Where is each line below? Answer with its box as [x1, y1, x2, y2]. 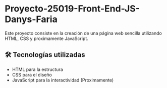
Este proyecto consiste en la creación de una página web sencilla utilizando [5, 30, 162, 36]
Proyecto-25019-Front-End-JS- [5, 3, 140, 14]
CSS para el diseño [12, 71, 52, 77]
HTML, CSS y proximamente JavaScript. [5, 35, 89, 41]
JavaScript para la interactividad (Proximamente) [12, 77, 114, 83]
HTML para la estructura [12, 66, 64, 72]
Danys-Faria [5, 13, 58, 25]
